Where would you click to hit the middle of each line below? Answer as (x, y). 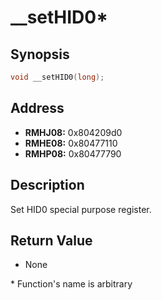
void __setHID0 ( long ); (57, 77)
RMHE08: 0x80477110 (71, 143)
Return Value (51, 240)
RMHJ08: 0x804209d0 (73, 132)
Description (47, 185)
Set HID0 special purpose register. (81, 209)
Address (37, 108)
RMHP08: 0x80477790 (73, 153)
